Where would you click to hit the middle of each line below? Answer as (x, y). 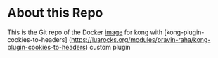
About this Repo (55, 13)
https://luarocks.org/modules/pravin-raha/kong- (141, 39)
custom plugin (110, 47)
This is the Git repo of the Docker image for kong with (85, 32)
